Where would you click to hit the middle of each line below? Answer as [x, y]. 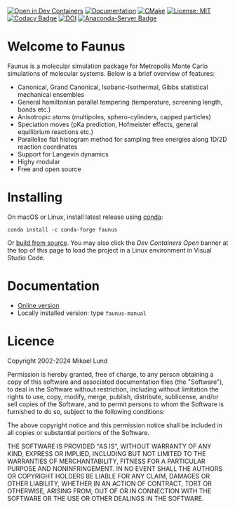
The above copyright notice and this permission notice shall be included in [115, 425]
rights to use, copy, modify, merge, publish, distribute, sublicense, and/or [113, 396]
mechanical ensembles [51, 94]
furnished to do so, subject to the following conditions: [86, 411]
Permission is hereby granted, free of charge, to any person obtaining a [110, 374]
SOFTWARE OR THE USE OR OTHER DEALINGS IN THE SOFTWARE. [106, 498]
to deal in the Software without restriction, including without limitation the [113, 389]
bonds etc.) [34, 109]
